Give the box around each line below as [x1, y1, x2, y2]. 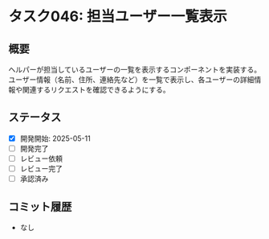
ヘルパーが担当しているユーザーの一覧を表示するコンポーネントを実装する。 [8, 65, 262, 74]
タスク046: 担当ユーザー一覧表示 [8, 7, 227, 26]
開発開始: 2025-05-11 [19, 134, 91, 143]
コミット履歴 [8, 200, 72, 213]
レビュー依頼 [19, 154, 63, 163]
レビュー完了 [19, 164, 63, 173]
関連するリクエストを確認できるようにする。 [22, 85, 170, 94]
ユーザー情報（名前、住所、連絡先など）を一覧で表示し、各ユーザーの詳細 [8, 75, 255, 84]
